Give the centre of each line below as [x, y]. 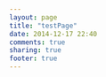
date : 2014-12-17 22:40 [53, 34]
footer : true [33, 58]
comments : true [37, 42]
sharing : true [36, 50]
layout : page [33, 17]
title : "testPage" [43, 26]
